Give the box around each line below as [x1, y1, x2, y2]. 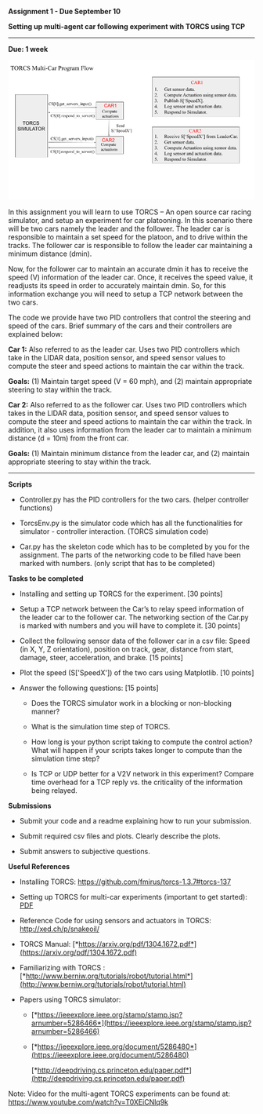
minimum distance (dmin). [8, 249, 92, 258]
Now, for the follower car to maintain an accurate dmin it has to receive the [8, 264, 249, 273]
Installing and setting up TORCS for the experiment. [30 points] [19, 589, 223, 598]
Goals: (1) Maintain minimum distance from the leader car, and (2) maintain [8, 448, 250, 458]
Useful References [8, 861, 70, 871]
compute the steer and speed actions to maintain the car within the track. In [8, 416, 253, 426]
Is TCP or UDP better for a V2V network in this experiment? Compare [31, 769, 254, 778]
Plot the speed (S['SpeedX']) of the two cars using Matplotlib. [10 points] [19, 667, 254, 678]
